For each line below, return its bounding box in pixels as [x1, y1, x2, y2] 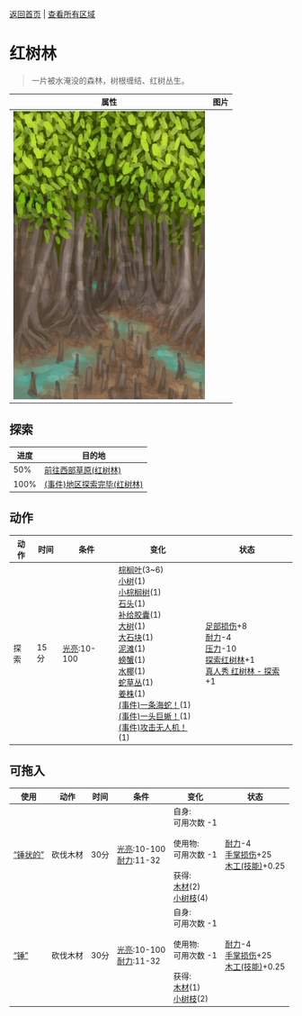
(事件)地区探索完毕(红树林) [43, 479, 144, 489]
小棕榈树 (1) [118, 587, 162, 598]
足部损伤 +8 [205, 621, 247, 631]
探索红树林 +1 [205, 655, 255, 666]
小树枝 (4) [173, 893, 209, 903]
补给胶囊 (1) [118, 610, 162, 621]
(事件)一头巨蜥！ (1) [118, 711, 191, 721]
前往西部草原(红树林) [43, 464, 121, 476]
